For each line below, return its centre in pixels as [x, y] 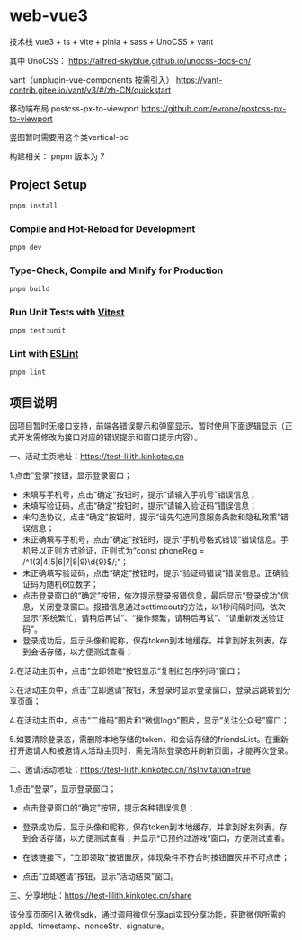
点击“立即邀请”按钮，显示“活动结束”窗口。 [100, 876]
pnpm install [34, 206]
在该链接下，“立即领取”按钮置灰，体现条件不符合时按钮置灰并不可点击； [156, 857]
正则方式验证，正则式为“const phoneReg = [125, 551]
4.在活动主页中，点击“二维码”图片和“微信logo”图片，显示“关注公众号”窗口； [150, 721]
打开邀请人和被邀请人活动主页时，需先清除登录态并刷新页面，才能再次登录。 [151, 750]
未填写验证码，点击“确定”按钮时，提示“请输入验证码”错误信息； [140, 506]
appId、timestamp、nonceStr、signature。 [89, 926]
